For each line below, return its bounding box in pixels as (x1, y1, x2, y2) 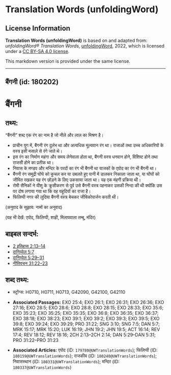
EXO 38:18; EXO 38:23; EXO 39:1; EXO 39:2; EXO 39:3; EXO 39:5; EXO (12, 315, 160, 322)
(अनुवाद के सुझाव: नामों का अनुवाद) (5, 204, 63, 210)
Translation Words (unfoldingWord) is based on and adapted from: (5, 37, 148, 43)
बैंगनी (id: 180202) (5, 78, 59, 86)
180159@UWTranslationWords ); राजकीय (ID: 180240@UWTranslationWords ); (12, 353, 157, 359)
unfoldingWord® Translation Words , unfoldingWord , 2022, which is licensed (5, 43, 164, 49)
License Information (5, 24, 70, 33)
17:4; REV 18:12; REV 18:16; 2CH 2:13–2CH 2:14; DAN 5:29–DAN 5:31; (12, 332, 156, 338)
